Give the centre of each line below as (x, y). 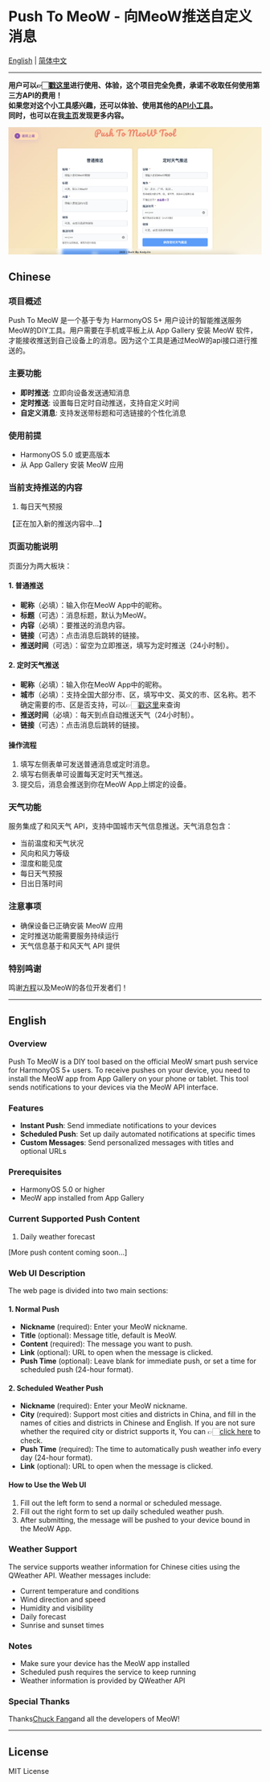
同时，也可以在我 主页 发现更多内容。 (68, 115)
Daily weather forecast (57, 1236)
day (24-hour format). (56, 1457)
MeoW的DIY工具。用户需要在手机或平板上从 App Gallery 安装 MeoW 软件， (133, 330)
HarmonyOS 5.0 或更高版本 (65, 454)
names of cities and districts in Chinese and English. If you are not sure (137, 1423)
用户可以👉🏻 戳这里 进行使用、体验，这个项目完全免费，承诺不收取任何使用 (131, 85)
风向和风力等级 (45, 854)
